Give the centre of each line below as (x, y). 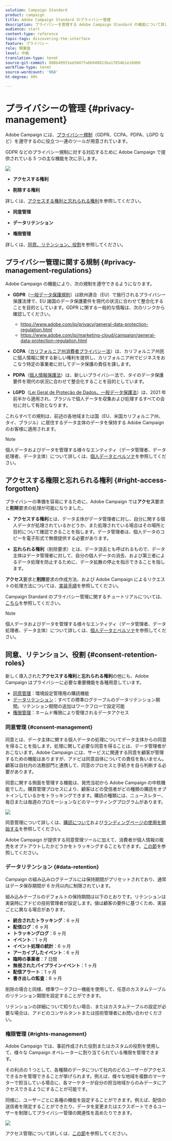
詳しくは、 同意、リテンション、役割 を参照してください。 (66, 244)
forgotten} (22, 489)
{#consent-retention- (122, 655)
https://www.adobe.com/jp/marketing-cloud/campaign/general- (88, 335)
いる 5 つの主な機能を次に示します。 (61, 158)
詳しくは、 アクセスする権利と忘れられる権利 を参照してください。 (75, 200)
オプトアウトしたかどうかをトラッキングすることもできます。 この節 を (88, 846)
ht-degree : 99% (21, 77)
